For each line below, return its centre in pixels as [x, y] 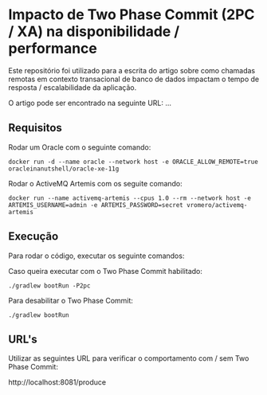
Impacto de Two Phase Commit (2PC [132, 15]
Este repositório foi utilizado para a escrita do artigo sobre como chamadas [132, 70]
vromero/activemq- [217, 205]
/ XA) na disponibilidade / [94, 31]
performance [53, 49]
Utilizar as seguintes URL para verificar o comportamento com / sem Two [129, 358]
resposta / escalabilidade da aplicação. [73, 87]
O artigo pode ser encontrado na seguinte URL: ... [90, 103]
